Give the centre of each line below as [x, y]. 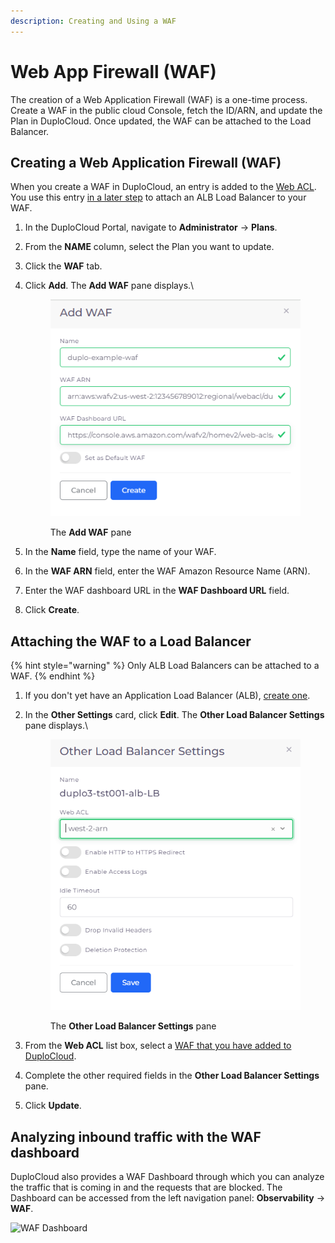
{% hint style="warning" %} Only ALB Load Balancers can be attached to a [165, 666]
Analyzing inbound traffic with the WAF [136, 1136]
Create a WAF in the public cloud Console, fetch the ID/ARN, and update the [166, 110]
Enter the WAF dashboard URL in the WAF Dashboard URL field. [157, 591]
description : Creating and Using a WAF [93, 21]
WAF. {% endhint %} [53, 676]
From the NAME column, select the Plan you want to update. [149, 247]
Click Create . [52, 610]
